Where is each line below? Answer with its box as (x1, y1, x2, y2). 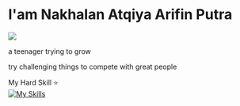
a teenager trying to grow (8, 46, 91, 56)
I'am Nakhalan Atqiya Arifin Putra (8, 6, 233, 24)
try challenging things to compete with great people (8, 62, 177, 71)
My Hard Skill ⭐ (8, 78, 59, 87)
